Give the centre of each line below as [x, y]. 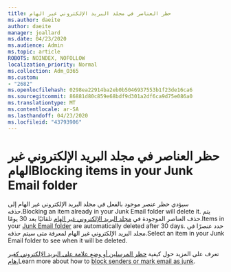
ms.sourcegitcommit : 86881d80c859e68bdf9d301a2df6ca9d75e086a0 [100, 97]
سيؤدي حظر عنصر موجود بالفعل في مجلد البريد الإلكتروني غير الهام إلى [98, 204]
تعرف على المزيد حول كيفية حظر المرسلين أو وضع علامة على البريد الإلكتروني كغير [113, 254]
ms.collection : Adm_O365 [43, 71]
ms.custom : [23, 77]
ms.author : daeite [34, 20]
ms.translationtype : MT [42, 103]
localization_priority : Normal [53, 65]
